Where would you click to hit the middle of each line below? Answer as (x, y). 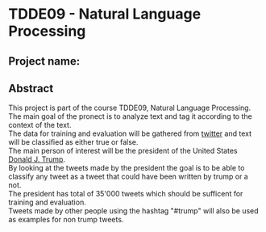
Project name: (44, 61)
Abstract (31, 89)
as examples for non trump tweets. (66, 220)
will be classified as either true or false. (73, 142)
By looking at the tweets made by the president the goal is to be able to (127, 168)
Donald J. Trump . (37, 159)
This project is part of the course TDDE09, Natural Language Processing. (130, 108)
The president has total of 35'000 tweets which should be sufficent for (126, 194)
